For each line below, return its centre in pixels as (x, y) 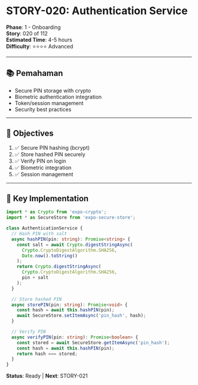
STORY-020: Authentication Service (97, 11)
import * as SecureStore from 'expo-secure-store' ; (71, 218)
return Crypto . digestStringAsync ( (59, 266)
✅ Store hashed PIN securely (50, 154)
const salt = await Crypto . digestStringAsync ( (75, 245)
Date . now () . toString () (49, 256)
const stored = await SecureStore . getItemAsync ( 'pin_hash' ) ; (93, 343)
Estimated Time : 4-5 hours (39, 40)
